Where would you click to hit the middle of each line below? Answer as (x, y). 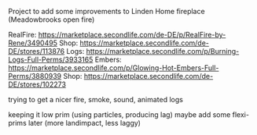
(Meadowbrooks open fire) (51, 20)
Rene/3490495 (33, 43)
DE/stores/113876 (37, 51)
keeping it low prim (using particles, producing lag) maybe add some (119, 115)
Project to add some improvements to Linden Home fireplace (107, 11)
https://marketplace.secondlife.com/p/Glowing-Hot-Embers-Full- (114, 68)
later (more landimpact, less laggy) (84, 123)
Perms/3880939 (35, 76)
